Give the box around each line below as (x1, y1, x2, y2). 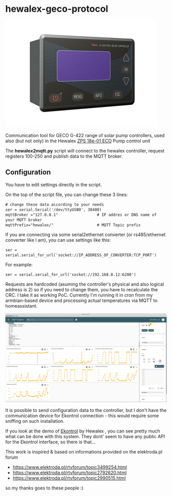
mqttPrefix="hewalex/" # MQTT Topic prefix (5, 222, 141, 228)
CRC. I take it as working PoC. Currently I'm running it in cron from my (5, 292, 153, 298)
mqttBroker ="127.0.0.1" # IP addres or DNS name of (5, 212, 157, 218)
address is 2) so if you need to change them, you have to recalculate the (5, 286, 158, 292)
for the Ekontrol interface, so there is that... (5, 439, 96, 445)
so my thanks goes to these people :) (5, 485, 83, 491)
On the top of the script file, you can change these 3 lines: (5, 191, 128, 198)
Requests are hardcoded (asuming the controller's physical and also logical (5, 281, 164, 287)
